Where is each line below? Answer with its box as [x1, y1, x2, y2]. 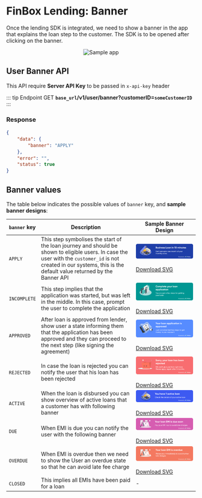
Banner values [6, 184, 61, 195]
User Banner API [6, 66, 69, 77]
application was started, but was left [41, 291, 130, 299]
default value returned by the [41, 267, 113, 275]
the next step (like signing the [41, 341, 114, 348]
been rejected [41, 375, 76, 382]
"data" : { [17, 136, 42, 142]
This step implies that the [41, 285, 103, 292]
